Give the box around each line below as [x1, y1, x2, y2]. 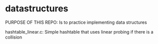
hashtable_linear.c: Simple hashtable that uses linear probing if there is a [5, 29, 154, 35]
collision [5, 34, 22, 40]
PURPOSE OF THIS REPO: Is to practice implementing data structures [5, 19, 148, 25]
